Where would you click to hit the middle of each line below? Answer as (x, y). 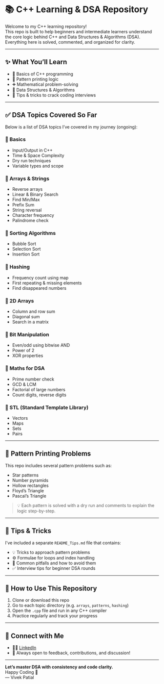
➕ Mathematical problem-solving (45, 84)
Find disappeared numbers (39, 288)
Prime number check (33, 379)
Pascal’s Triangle (29, 496)
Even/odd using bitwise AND (41, 345)
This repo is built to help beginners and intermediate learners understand (79, 31)
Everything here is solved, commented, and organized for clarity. (70, 42)
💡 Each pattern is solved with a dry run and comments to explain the (86, 505)
